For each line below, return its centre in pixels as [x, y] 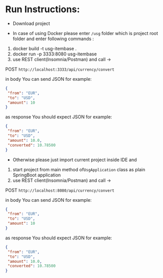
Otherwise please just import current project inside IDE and [75, 160]
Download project [31, 23]
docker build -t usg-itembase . [45, 48]
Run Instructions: [43, 9]
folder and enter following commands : [53, 39]
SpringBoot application [37, 175]
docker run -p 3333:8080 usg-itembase [55, 54]
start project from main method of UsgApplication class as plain [79, 169]
